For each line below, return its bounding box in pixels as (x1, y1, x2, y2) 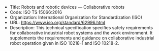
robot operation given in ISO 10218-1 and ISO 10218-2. (9, 40, 119, 46)
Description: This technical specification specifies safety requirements (9, 25, 153, 31)
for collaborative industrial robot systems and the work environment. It (9, 30, 153, 35)
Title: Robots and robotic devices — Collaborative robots (9, 4, 125, 10)
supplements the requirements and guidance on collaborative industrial (9, 35, 155, 41)
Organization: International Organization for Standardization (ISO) (9, 15, 143, 20)
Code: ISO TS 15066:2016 (9, 9, 63, 15)
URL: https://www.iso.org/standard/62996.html (9, 19, 105, 25)
